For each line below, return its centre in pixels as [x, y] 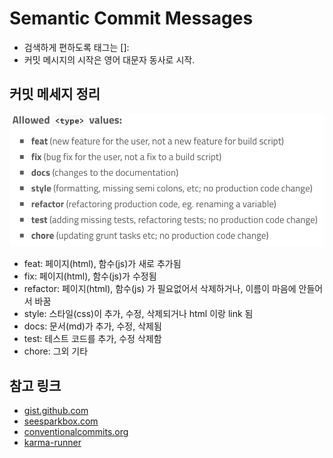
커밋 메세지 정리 [55, 94]
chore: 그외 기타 [56, 351]
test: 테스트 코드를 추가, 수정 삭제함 [92, 339]
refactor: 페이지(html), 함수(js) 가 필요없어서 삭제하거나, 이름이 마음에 [160, 289]
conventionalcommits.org [76, 432]
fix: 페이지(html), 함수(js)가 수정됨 [90, 276]
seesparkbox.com [61, 421]
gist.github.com [56, 411]
